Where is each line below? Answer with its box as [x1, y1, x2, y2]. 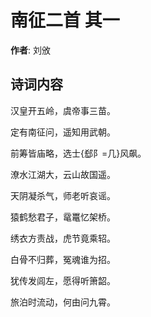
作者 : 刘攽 [10, 44, 51, 56]
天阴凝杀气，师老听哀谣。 [10, 189, 116, 201]
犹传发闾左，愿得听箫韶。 [10, 274, 116, 286]
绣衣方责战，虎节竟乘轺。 [10, 232, 116, 244]
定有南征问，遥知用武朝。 [10, 126, 116, 138]
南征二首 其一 [10, 9, 120, 32]
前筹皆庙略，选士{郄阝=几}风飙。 [10, 147, 147, 159]
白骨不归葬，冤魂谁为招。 [10, 253, 116, 265]
